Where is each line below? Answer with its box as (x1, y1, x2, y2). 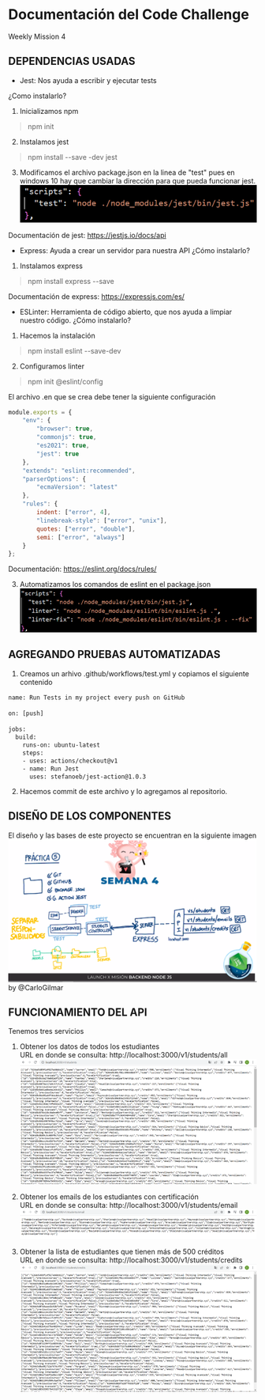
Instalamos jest (19, 137, 69, 146)
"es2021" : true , (36, 441, 90, 450)
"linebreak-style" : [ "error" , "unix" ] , (36, 516, 168, 524)
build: (15, 733, 37, 741)
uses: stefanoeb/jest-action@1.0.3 (28, 773, 147, 781)
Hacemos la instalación (19, 331, 96, 340)
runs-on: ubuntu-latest (22, 741, 101, 749)
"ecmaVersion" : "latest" (36, 483, 118, 491)
